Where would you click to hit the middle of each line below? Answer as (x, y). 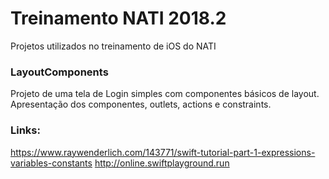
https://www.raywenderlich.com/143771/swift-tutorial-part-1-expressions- (163, 152)
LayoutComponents (59, 72)
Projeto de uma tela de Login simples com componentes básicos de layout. (165, 94)
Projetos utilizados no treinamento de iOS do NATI (113, 46)
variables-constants (51, 163)
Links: (25, 130)
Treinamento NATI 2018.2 (118, 18)
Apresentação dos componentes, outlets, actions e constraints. (141, 104)
